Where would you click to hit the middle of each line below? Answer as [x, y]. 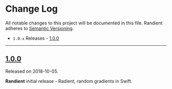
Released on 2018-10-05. [32, 71]
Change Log [31, 9]
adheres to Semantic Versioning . [40, 28]
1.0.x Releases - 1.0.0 [36, 38]
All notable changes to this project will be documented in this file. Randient [84, 23]
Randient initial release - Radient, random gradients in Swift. [69, 81]
